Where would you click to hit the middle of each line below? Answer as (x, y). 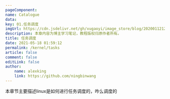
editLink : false (22, 62)
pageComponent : (21, 10)
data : (11, 19)
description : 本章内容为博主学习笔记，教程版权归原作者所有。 (63, 34)
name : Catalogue (22, 15)
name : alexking (30, 72)
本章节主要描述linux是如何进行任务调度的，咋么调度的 (61, 91)
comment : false (21, 57)
